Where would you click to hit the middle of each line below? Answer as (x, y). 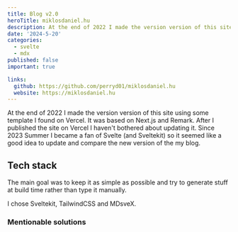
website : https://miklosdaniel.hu (64, 93)
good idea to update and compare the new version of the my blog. (104, 143)
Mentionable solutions (47, 222)
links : (17, 79)
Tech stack (32, 165)
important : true (31, 67)
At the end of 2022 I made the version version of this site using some (108, 113)
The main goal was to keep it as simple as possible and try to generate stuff (118, 182)
